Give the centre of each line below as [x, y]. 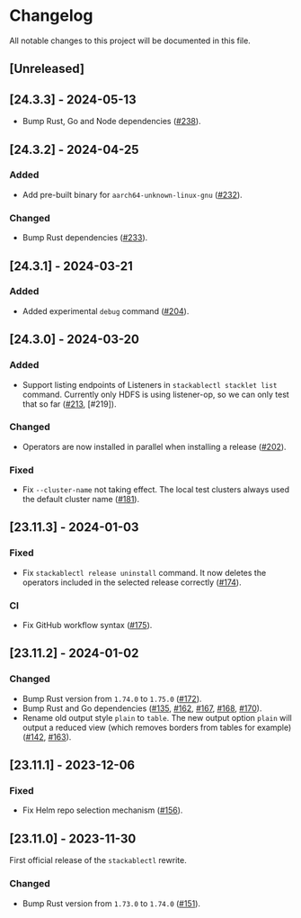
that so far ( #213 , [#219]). [69, 404]
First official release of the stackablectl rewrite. [98, 860]
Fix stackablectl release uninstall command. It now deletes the [144, 572]
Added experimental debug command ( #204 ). [106, 310]
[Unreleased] [47, 69]
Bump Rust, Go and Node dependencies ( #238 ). [111, 121]
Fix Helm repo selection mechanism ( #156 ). [102, 810]
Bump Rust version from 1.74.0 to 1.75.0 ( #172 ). [112, 698]
